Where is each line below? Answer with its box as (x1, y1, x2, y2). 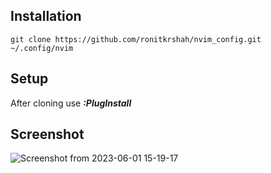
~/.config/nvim (10, 43, 74, 53)
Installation (10, 8, 82, 25)
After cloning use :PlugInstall (10, 97, 132, 109)
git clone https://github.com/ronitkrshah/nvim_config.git (10, 34, 262, 44)
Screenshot (10, 126, 85, 143)
